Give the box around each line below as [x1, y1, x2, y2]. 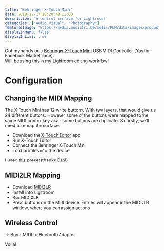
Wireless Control [5, 219, 58, 227]
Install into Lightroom [12, 189, 55, 195]
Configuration [5, 75, 63, 86]
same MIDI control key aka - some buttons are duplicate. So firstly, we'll [5, 117, 150, 123]
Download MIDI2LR [12, 184, 51, 190]
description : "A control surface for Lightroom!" [5, 16, 108, 21]
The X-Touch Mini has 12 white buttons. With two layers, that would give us [5, 107, 156, 113]
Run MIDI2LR [12, 194, 39, 200]
